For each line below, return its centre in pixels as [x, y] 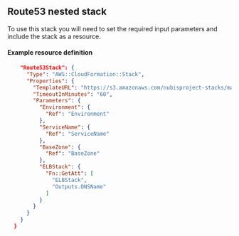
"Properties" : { [50, 81]
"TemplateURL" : [55, 87]
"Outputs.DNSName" [79, 187]
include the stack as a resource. [54, 36]
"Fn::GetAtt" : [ [69, 173]
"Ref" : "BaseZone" [73, 154]
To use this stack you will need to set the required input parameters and [113, 28]
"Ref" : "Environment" [78, 114]
